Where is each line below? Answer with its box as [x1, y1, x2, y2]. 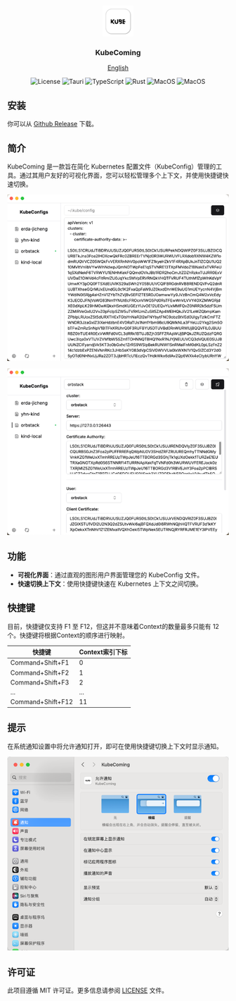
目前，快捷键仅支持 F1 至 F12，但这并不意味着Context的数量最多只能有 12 [7, 622, 220, 630]
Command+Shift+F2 [10, 668, 70, 677]
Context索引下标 [79, 648, 128, 656]
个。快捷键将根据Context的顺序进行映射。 [7, 631, 129, 639]
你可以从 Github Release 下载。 [7, 120, 98, 128]
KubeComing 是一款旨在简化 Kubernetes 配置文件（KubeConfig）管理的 [7, 162, 216, 171]
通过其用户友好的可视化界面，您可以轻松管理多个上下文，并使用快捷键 [19, 171, 223, 179]
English [107, 63, 129, 72]
